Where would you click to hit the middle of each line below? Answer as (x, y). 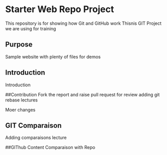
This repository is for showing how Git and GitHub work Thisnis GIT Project (83, 23)
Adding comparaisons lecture (36, 138)
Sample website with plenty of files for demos (53, 57)
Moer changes (20, 110)
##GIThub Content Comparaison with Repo (50, 147)
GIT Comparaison (33, 125)
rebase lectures (22, 100)
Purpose (19, 45)
